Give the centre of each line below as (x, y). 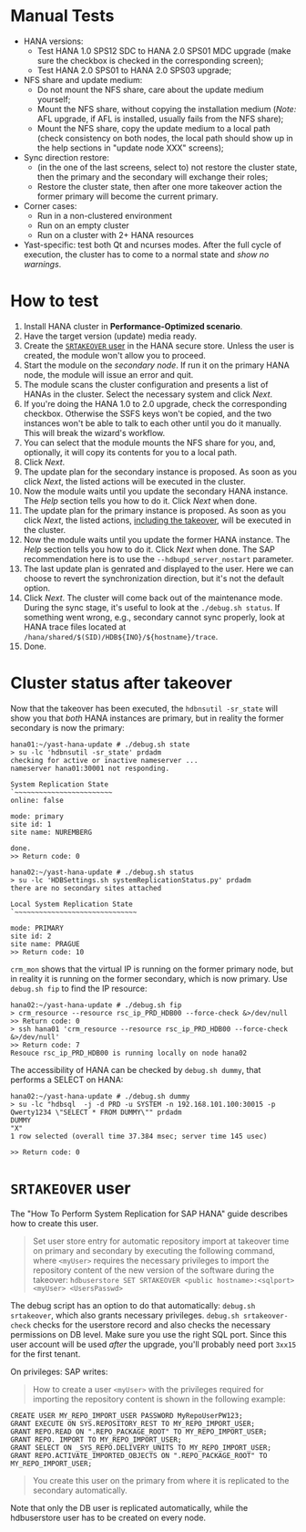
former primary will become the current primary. (127, 196)
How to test (55, 301)
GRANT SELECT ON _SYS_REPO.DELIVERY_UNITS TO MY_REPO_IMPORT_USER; (141, 1447)
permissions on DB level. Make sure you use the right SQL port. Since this (149, 1334)
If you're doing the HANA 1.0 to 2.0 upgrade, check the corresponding (155, 403)
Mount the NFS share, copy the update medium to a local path (154, 128)
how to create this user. (55, 1223)
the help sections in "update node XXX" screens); (130, 148)
